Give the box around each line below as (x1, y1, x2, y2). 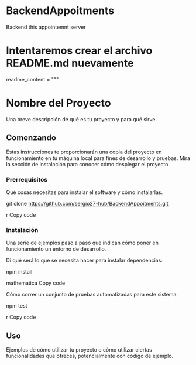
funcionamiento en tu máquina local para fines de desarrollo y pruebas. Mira (6, 154, 191, 162)
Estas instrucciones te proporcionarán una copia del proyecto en (6, 148, 162, 155)
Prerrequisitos (6, 175, 48, 183)
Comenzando (6, 133, 57, 143)
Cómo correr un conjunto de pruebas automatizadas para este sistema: (6, 291, 178, 298)
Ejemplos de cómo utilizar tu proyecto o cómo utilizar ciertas (6, 346, 152, 353)
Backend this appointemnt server (6, 23, 86, 30)
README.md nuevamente (6, 57, 134, 70)
